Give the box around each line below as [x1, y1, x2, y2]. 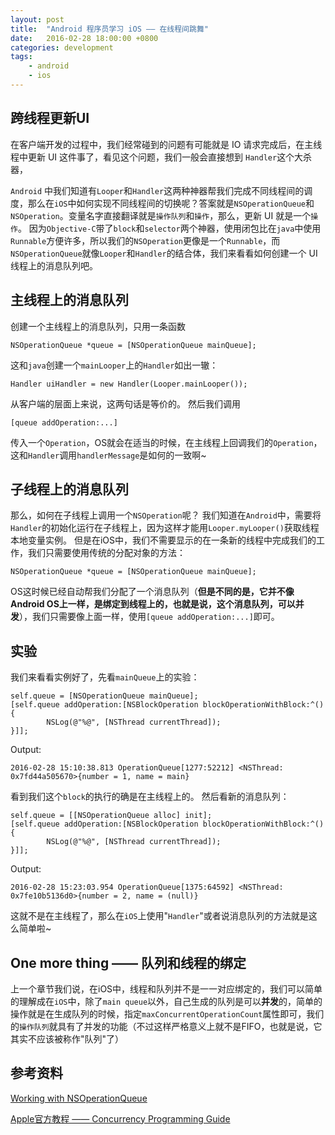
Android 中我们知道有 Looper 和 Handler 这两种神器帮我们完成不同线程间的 [10, 184, 305, 196]
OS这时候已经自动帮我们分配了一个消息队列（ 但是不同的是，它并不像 [10, 586, 295, 598]
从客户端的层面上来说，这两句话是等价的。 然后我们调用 [10, 397, 241, 410]
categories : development [10, 42, 114, 53]
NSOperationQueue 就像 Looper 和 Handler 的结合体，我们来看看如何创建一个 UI [10, 247, 318, 259]
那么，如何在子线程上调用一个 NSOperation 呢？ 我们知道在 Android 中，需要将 [10, 509, 322, 521]
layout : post [10, 14, 65, 25]
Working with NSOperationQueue [10, 1092, 148, 1104]
